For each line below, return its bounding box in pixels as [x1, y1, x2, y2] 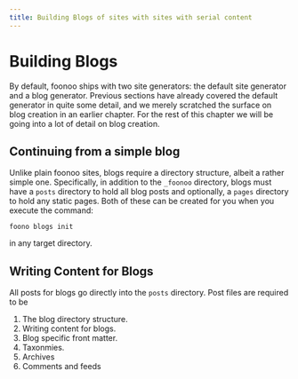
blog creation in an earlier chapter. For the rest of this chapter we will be [9, 108, 274, 120]
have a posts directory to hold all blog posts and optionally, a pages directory [9, 186, 289, 197]
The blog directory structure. [21, 314, 128, 325]
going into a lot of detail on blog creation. [9, 118, 160, 129]
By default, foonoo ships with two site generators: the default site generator [9, 81, 287, 91]
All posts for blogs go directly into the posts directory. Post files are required [9, 288, 289, 298]
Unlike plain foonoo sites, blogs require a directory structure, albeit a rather [9, 168, 285, 178]
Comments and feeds [21, 361, 101, 372]
